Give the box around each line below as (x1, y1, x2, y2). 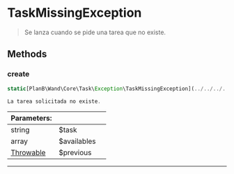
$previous (58, 148, 92, 158)
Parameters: (10, 113, 52, 123)
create (7, 69, 30, 79)
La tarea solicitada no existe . (7, 98, 101, 105)
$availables (58, 136, 96, 146)
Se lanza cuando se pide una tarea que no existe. (24, 28, 166, 36)
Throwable (10, 148, 46, 158)
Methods (7, 48, 47, 60)
